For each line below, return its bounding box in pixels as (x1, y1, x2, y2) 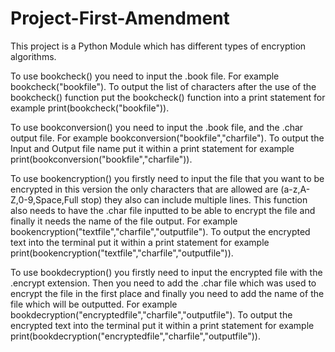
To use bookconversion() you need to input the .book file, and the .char (10, 121, 304, 133)
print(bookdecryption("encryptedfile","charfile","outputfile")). (10, 330, 261, 342)
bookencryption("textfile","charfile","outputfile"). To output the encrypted (10, 225, 311, 237)
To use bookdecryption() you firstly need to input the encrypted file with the (10, 266, 323, 278)
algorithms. (10, 50, 57, 62)
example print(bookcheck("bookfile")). (10, 102, 170, 114)
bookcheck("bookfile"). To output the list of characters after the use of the (10, 80, 317, 92)
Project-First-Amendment (10, 7, 230, 30)
